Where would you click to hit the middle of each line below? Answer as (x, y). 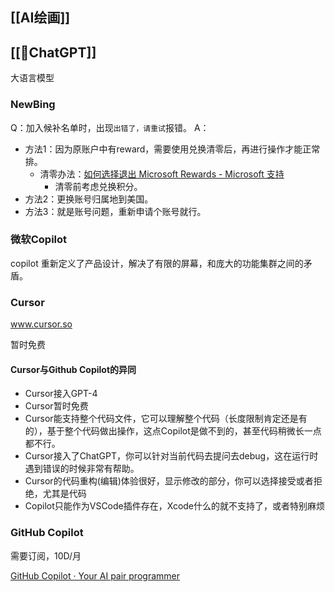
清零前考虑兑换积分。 (98, 186)
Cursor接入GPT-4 (61, 394)
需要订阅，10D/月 (46, 555)
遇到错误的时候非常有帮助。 (82, 469)
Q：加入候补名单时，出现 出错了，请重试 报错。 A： (110, 127)
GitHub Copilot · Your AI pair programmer (95, 575)
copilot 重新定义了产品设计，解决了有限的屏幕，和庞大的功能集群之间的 (157, 263)
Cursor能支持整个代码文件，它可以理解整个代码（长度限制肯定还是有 (166, 419)
